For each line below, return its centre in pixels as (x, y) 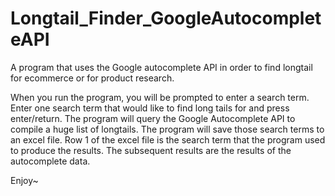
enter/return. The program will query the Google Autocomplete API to (153, 118)
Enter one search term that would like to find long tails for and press (150, 108)
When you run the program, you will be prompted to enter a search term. (160, 97)
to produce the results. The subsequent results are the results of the (151, 150)
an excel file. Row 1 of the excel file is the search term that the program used (168, 139)
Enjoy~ (24, 180)
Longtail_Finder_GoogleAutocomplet (166, 18)
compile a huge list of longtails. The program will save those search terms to (167, 129)
